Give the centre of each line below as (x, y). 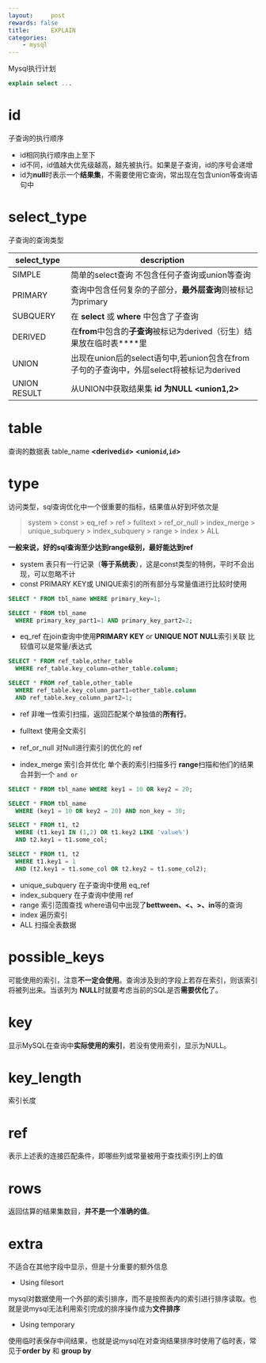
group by (76, 1351)
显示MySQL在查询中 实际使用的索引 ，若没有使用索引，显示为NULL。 (120, 1045)
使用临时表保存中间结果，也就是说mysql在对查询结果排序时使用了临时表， (129, 1341)
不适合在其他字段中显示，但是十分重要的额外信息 (88, 1266)
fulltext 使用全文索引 (53, 731)
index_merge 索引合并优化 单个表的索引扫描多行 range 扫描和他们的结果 (137, 764)
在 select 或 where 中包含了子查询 (135, 316)
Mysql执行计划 (32, 69)
